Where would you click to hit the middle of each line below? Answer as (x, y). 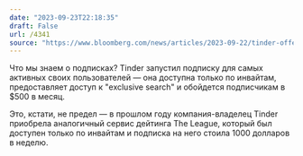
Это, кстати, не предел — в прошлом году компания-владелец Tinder (144, 114)
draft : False (34, 26)
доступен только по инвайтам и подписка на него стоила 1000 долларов (150, 133)
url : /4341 (30, 34)
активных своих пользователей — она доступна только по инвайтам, (143, 78)
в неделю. (29, 143)
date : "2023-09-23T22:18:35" (64, 17)
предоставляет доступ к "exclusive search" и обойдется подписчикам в (147, 87)
